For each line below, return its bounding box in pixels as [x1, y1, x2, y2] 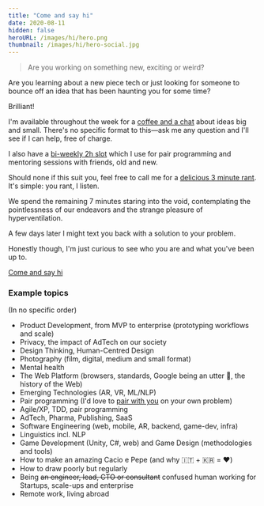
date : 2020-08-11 [8, 19, 66, 27]
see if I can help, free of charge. [8, 134, 113, 143]
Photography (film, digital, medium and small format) [19, 354, 191, 364]
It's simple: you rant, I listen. [8, 181, 100, 191]
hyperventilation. [8, 213, 63, 223]
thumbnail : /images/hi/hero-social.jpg [8, 41, 140, 49]
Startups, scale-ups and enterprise [19, 481, 134, 490]
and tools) [19, 447, 53, 456]
